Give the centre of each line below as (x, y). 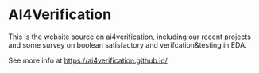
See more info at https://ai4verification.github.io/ (88, 60)
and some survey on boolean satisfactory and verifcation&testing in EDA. (128, 44)
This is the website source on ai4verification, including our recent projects (130, 36)
